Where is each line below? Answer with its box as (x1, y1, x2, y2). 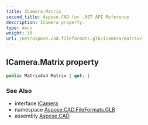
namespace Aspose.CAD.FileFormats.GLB (14, 106, 116, 113)
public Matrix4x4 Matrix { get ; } (6, 72, 91, 79)
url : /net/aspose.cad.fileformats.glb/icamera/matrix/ (6, 36, 143, 41)
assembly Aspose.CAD (14, 112, 70, 119)
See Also (6, 86, 32, 95)
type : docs (6, 25, 33, 31)
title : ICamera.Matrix (6, 8, 61, 15)
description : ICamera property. (6, 19, 85, 25)
